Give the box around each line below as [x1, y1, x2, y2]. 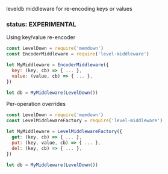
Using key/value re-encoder [6, 34, 76, 41]
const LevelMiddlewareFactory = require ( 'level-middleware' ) [6, 117, 163, 124]
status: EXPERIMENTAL [6, 20, 76, 28]
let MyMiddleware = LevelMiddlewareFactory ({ [6, 129, 122, 135]
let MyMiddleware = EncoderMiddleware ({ [6, 62, 110, 68]
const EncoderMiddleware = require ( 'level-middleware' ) [6, 51, 149, 57]
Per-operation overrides [6, 101, 66, 108]
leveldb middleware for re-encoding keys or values [6, 5, 132, 12]
